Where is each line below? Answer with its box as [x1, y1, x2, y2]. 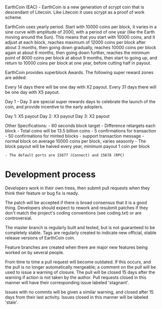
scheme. [5, 15, 23, 20]
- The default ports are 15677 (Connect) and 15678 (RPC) [5, 153, 125, 158]
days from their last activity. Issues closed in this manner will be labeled [5, 294, 148, 300]
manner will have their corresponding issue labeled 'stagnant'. [5, 279, 130, 285]
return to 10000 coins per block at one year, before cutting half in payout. [5, 60, 152, 66]
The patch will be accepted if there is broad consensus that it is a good [5, 200, 147, 205]
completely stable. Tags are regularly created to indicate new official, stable [5, 230, 157, 236]
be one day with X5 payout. [5, 90, 60, 95]
